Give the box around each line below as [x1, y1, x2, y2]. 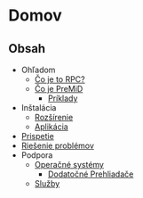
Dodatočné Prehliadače [47, 169, 134, 179]
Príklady [47, 93, 78, 103]
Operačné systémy [34, 160, 104, 169]
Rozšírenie [34, 112, 74, 122]
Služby [34, 178, 60, 188]
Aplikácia [34, 121, 68, 132]
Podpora [20, 150, 53, 161]
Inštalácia [20, 103, 57, 112]
